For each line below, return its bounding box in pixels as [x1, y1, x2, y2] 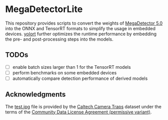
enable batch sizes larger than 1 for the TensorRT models [12, 64, 131, 70]
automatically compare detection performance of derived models [12, 75, 148, 81]
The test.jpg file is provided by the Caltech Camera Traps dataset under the [5, 103, 162, 109]
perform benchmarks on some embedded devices [12, 69, 117, 76]
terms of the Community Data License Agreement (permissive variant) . [5, 109, 152, 115]
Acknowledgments [5, 90, 66, 99]
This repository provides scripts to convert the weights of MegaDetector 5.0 [5, 20, 163, 26]
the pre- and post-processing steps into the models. [5, 36, 114, 42]
